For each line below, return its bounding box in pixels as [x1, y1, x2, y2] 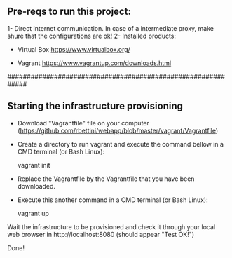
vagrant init [17, 161, 50, 169]
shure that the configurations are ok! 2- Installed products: [7, 32, 177, 40]
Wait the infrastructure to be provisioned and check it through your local [7, 222, 216, 231]
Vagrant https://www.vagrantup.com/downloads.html [17, 59, 172, 67]
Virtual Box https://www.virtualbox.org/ [17, 45, 131, 53]
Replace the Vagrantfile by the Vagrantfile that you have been [17, 175, 195, 183]
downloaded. [17, 182, 56, 190]
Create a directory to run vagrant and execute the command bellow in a [17, 140, 224, 148]
